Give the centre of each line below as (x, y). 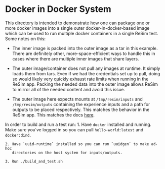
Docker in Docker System (58, 9)
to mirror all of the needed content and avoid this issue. (68, 89)
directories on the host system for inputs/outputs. (67, 153)
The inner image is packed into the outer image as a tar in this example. (85, 48)
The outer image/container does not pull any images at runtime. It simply (86, 68)
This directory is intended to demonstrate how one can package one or (77, 23)
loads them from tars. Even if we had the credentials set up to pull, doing (86, 73)
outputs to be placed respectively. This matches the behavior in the (81, 110)
